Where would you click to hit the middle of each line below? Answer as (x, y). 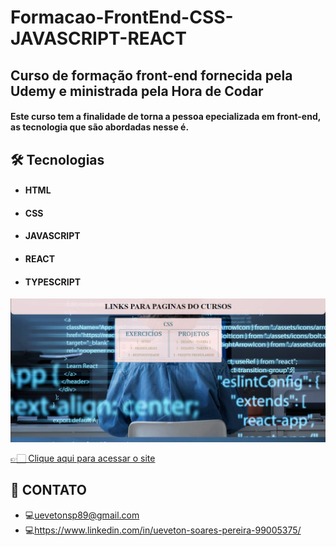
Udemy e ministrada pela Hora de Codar (137, 91)
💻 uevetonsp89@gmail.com (82, 515)
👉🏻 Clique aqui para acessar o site (83, 458)
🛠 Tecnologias (57, 159)
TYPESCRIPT (53, 282)
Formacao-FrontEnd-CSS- (122, 17)
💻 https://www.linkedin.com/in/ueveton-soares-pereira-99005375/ (163, 530)
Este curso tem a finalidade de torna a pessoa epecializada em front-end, (165, 117)
